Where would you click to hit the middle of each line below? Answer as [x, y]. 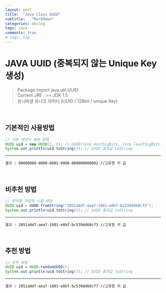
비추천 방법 [21, 189]
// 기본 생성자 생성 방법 [27, 139]
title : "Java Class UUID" [33, 14]
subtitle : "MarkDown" [30, 19]
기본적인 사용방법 [30, 128]
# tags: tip [17, 38]
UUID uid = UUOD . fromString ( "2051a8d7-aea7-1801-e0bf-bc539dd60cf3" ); [79, 205]
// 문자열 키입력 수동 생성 [29, 201]
